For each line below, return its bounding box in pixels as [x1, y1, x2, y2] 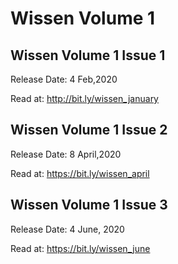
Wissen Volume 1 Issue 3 [10, 197, 168, 214]
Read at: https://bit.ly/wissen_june [10, 242, 151, 254]
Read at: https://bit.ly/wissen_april [10, 167, 150, 179]
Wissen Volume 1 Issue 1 [10, 47, 166, 64]
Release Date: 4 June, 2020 [10, 223, 125, 235]
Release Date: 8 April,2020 [10, 148, 122, 160]
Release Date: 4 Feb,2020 [10, 73, 118, 85]
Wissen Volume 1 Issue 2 [10, 122, 168, 139]
